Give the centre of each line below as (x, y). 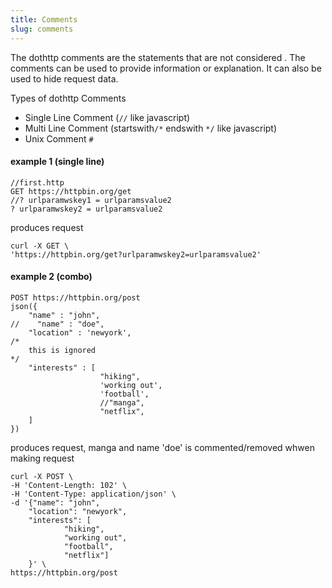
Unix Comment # (59, 138)
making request (42, 458)
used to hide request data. (64, 78)
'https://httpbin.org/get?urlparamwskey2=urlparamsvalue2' (136, 254)
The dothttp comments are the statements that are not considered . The (158, 57)
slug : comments (42, 29)
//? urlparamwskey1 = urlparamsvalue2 (91, 200)
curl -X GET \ (40, 246)
